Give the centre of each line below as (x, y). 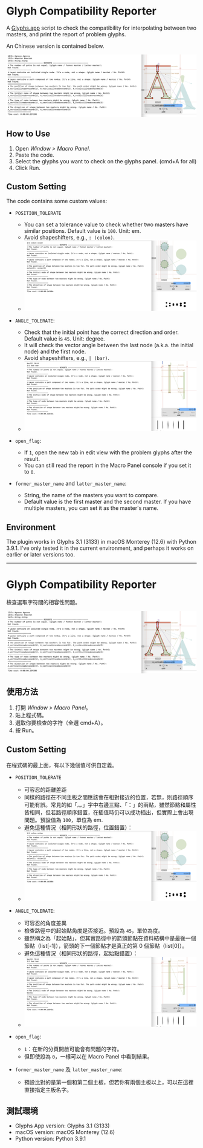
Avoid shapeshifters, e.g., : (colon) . (69, 238)
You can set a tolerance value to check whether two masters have (106, 224)
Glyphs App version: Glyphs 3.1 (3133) (62, 1126)
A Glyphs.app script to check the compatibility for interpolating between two (101, 28)
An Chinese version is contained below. (55, 46)
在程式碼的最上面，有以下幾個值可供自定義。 (62, 765)
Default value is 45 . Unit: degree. (64, 338)
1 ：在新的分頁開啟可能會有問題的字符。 (73, 1049)
